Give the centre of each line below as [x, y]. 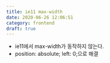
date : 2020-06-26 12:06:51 [40, 17]
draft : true [21, 28]
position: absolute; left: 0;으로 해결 [56, 54]
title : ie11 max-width [34, 12]
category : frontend [30, 23]
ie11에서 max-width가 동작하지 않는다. [59, 46]
